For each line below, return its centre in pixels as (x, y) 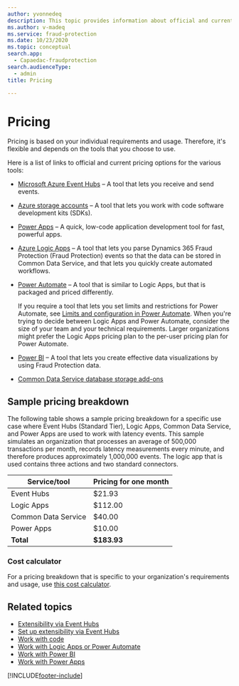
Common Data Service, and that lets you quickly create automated (115, 264)
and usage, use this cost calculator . (59, 584)
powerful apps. (40, 234)
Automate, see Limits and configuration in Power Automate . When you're (124, 313)
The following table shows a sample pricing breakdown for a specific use (115, 419)
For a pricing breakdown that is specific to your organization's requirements (118, 577)
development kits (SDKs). (55, 213)
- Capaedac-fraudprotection (55, 61)
